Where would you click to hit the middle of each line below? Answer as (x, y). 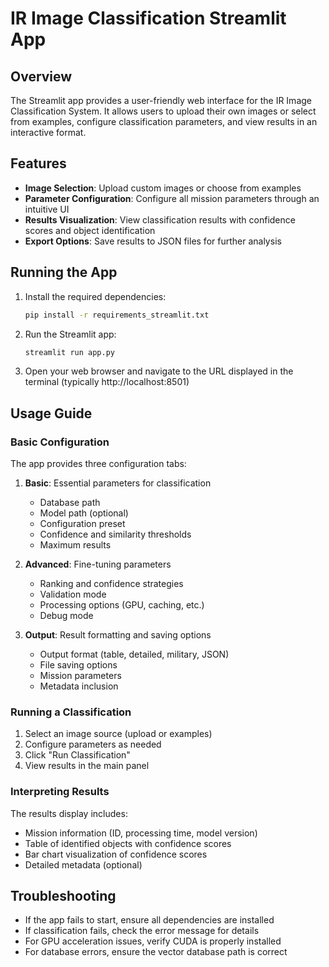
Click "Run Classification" (77, 755)
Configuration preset (82, 524)
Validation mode (73, 594)
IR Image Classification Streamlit (148, 18)
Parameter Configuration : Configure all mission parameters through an (172, 198)
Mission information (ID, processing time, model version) (141, 833)
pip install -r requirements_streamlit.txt (117, 315)
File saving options (78, 665)
